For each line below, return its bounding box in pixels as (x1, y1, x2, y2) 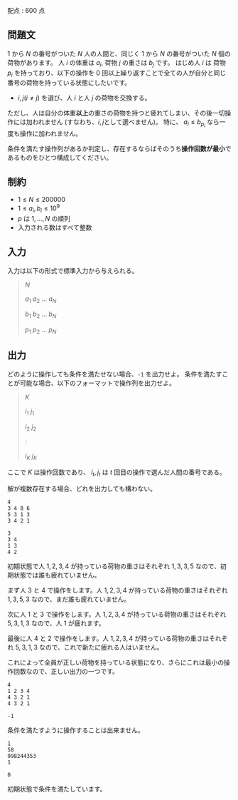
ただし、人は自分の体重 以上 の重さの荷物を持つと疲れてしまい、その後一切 (7, 109, 225, 118)
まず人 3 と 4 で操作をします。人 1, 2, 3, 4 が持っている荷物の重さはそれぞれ (7, 586, 228, 594)
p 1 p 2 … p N (24, 325, 57, 335)
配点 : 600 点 (7, 6, 45, 14)
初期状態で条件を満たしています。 (7, 785, 107, 793)
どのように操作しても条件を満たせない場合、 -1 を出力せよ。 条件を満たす (7, 369, 222, 378)
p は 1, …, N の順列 (17, 214, 71, 222)
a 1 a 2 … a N (24, 294, 57, 304)
